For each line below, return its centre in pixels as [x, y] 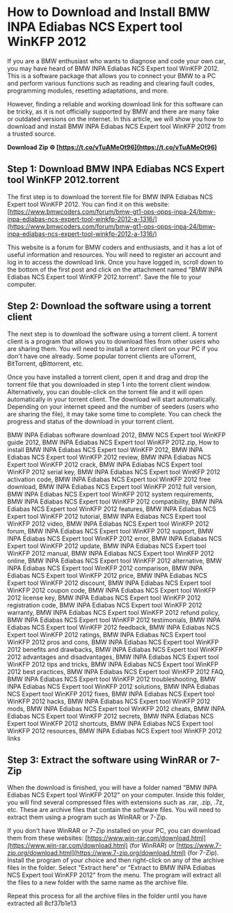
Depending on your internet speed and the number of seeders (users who [113, 406]
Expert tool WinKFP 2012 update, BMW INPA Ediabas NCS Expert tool [107, 546]
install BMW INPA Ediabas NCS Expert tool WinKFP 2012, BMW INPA [105, 449]
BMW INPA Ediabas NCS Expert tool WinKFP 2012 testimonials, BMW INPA [114, 620]
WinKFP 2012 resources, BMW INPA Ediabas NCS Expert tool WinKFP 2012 [115, 731]
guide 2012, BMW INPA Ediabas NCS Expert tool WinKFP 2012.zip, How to [113, 442]
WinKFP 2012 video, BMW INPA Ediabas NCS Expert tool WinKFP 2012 [109, 524]
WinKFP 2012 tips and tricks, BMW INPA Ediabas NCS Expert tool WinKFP [113, 664]
